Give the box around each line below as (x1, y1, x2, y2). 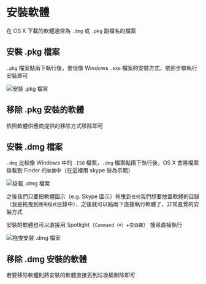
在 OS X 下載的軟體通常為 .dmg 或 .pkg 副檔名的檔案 (6, 27, 137, 34)
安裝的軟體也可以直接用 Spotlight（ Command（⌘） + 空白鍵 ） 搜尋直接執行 (6, 221, 183, 229)
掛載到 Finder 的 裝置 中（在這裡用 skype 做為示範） (6, 167, 134, 174)
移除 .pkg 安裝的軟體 (6, 105, 85, 115)
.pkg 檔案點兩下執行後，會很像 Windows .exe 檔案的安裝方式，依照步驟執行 (6, 64, 198, 71)
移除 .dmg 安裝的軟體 (6, 254, 87, 264)
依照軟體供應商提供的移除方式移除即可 (6, 122, 103, 129)
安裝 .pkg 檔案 (6, 47, 60, 57)
